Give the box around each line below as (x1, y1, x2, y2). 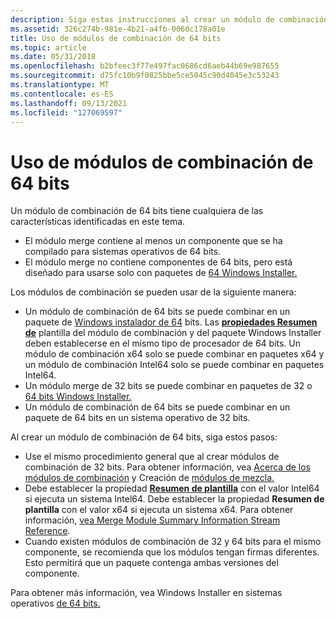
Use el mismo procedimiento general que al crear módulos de (24, 451, 280, 463)
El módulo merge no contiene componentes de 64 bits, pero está (24, 256, 293, 268)
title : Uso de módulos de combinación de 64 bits (10, 33, 222, 43)
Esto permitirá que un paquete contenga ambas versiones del (24, 557, 279, 569)
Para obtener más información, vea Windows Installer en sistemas (10, 587, 283, 599)
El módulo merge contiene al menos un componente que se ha (24, 235, 283, 247)
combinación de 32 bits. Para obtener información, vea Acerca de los (24, 461, 311, 473)
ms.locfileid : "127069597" (10, 107, 123, 118)
